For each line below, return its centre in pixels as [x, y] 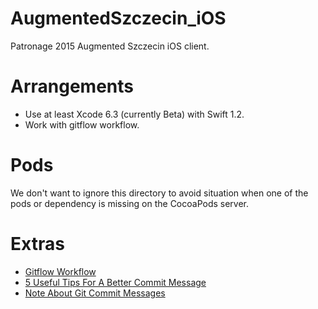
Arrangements [72, 86]
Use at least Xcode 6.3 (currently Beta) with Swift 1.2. [134, 114]
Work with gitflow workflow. [82, 124]
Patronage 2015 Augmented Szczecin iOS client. [110, 46]
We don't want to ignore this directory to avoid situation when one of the [159, 193]
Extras [37, 244]
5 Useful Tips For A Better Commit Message [115, 282]
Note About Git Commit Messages [95, 293]
